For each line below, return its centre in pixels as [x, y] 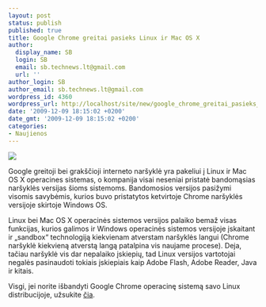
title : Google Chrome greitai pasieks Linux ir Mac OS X [104, 38]
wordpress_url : [33, 104]
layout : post [30, 15]
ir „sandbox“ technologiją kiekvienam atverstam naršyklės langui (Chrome [129, 237]
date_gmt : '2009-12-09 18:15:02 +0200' [74, 119]
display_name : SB [44, 52]
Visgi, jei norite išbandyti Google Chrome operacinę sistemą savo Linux [124, 286]
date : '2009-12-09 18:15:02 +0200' [67, 112]
